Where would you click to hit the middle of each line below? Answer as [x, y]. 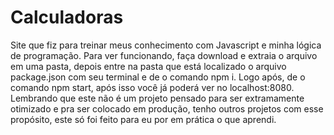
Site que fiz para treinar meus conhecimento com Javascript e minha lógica [166, 45]
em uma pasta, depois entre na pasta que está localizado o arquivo [148, 66]
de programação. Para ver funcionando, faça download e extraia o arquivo [164, 55]
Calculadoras [67, 17]
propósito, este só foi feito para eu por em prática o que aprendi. [143, 119]
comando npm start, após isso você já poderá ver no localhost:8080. [152, 87]
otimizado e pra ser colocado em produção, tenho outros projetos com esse [167, 108]
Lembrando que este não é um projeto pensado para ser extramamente [157, 98]
